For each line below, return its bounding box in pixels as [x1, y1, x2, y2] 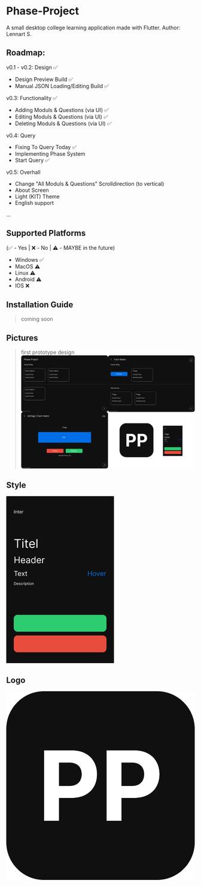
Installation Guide [6, 300, 74, 310]
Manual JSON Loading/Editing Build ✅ [14, 82, 109, 89]
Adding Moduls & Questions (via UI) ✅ [14, 106, 109, 113]
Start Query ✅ [14, 156, 50, 164]
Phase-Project [6, 4, 80, 18]
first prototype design [20, 349, 75, 356]
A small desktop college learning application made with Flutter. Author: [6, 24, 181, 31]
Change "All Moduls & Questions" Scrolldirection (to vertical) [14, 180, 165, 187]
